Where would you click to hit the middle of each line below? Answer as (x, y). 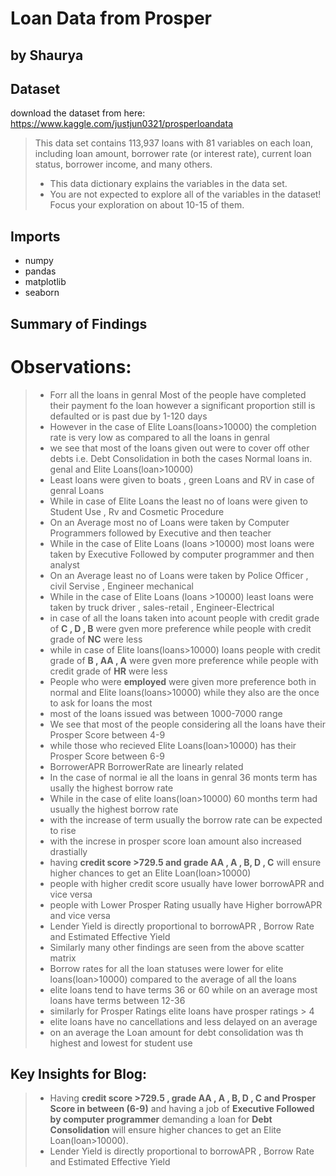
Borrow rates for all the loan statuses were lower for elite (166, 968)
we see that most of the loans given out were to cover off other (179, 448)
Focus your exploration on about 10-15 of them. (147, 205)
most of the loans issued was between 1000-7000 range (166, 713)
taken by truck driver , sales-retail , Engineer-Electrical (162, 607)
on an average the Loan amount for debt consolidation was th (176, 1032)
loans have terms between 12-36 (117, 1000)
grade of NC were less (96, 639)
